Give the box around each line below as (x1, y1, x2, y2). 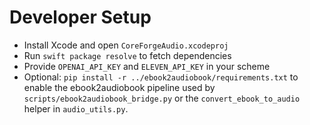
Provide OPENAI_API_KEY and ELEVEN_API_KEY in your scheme (23, 60, 271, 72)
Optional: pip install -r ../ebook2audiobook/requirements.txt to (23, 71, 299, 83)
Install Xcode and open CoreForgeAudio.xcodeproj (23, 39, 229, 51)
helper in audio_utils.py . (23, 102, 129, 115)
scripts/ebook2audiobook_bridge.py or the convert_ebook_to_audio (23, 92, 301, 104)
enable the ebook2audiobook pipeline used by (23, 81, 216, 93)
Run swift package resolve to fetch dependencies (23, 49, 232, 61)
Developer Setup (9, 6, 152, 29)
